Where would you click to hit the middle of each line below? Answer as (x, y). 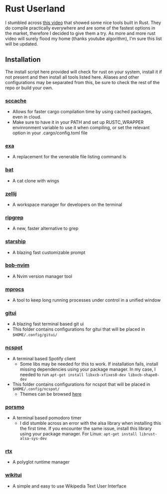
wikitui (13, 475)
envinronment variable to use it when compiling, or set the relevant (81, 128)
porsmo (15, 407)
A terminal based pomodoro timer (47, 418)
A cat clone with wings (36, 180)
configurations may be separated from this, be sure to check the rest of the (83, 82)
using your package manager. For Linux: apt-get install (79, 434)
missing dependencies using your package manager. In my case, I (88, 369)
